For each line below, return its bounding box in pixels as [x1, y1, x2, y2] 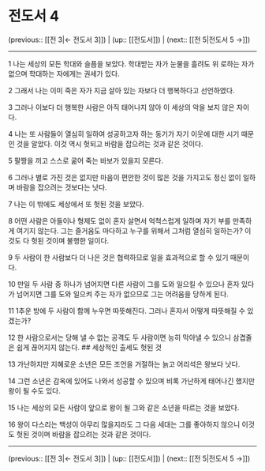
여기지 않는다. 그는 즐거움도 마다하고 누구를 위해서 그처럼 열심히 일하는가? [16, 226, 243, 236]
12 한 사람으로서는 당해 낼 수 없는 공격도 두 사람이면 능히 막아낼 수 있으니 [8, 333, 231, 342]
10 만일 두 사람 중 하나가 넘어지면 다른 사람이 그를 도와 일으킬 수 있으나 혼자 [8, 279, 240, 288]
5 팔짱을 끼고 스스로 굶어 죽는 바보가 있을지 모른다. [8, 156, 164, 165]
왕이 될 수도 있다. [8, 386, 62, 395]
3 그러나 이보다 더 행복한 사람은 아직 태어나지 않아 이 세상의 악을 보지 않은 [8, 102, 235, 111]
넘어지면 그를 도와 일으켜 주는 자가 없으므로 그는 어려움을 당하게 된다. [16, 289, 229, 299]
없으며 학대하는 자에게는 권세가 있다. [8, 69, 120, 78]
